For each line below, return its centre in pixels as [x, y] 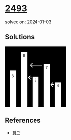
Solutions [20, 37]
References [23, 120]
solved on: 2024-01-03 [28, 22]
